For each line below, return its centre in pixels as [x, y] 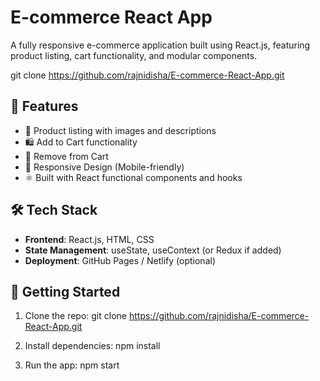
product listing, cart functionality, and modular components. [134, 55]
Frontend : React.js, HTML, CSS [89, 239]
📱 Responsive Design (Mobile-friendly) [104, 167]
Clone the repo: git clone [75, 316]
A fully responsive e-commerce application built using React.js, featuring [160, 45]
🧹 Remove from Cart [66, 156]
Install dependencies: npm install [92, 346]
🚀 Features [44, 106]
